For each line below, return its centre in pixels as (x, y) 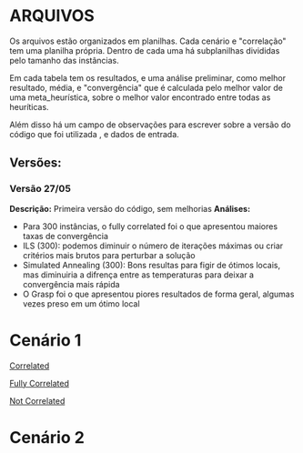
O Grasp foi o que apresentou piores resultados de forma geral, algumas (158, 294)
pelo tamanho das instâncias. (65, 60)
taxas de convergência (66, 236)
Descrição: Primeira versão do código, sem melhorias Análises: (130, 208)
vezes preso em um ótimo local (81, 303)
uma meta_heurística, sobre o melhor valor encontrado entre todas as (140, 97)
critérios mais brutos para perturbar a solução (109, 255)
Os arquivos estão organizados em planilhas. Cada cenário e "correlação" (148, 41)
